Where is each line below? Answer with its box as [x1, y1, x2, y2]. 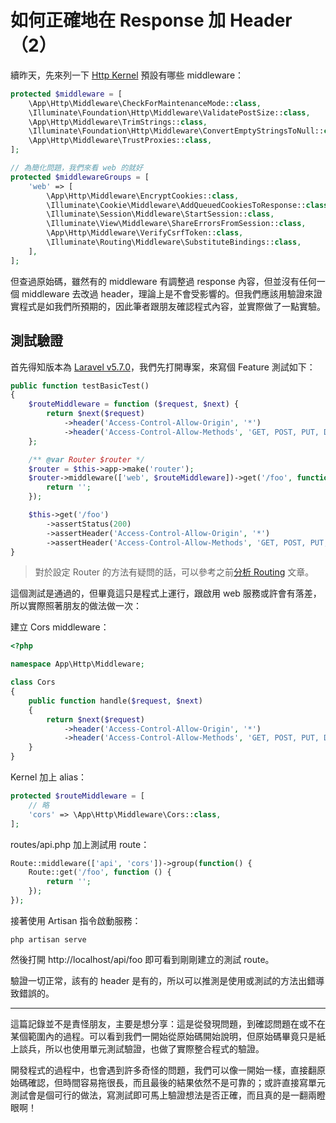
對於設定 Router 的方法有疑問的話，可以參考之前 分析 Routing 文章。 [34, 566, 315, 578]
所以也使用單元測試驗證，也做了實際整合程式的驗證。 [44, 1042, 265, 1055]
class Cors [10, 677, 56, 688]
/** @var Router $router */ [28, 454, 145, 465]
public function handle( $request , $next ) [28, 696, 203, 706]
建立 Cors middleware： [10, 621, 110, 633]
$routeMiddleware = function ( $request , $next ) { [28, 399, 240, 410]
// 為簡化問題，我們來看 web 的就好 [10, 163, 143, 173]
